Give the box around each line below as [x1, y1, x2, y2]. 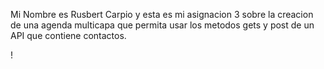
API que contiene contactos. [10, 30, 127, 41]
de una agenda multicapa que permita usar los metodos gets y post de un [10, 19, 315, 31]
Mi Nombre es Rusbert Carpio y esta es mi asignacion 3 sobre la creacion [10, 9, 314, 20]
